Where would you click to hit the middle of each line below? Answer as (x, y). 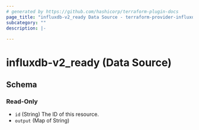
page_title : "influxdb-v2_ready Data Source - (65, 17)
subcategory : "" (26, 22)
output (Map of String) (42, 121)
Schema (22, 84)
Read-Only (22, 101)
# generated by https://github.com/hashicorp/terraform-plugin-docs (92, 12)
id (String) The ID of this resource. (57, 114)
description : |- (26, 28)
